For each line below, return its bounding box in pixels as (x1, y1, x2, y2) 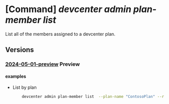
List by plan (12, 84, 37, 90)
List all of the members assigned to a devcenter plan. (5, 31, 116, 37)
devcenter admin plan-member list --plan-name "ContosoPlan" (22, 94, 155, 99)
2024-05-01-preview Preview (5, 61, 80, 68)
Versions (5, 45, 34, 54)
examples (5, 73, 26, 79)
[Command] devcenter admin (5, 4, 132, 15)
